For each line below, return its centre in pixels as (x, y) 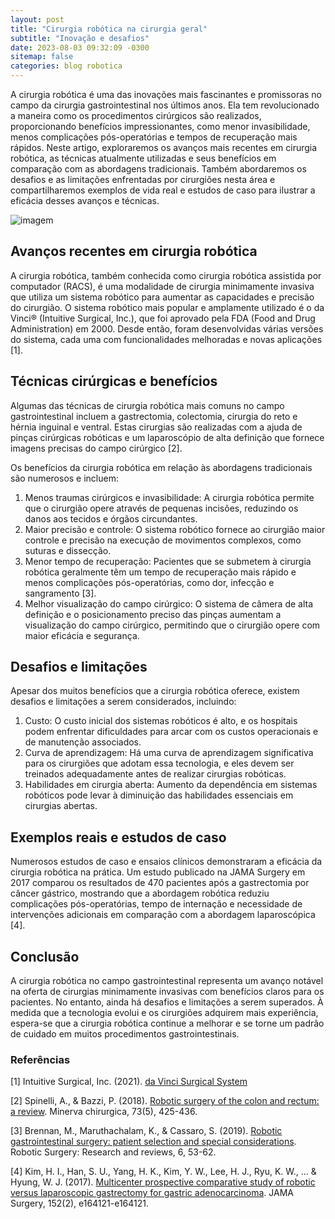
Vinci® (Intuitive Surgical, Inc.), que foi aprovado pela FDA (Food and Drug (163, 318)
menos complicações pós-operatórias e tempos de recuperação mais (154, 137)
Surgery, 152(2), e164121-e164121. (80, 1203)
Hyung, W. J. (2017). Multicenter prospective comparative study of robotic (163, 1182)
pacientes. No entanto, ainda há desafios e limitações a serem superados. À (167, 1002)
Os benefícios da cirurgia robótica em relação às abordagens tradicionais (161, 467)
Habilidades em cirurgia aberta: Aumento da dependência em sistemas (171, 785)
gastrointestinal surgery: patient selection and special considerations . (153, 1142)
